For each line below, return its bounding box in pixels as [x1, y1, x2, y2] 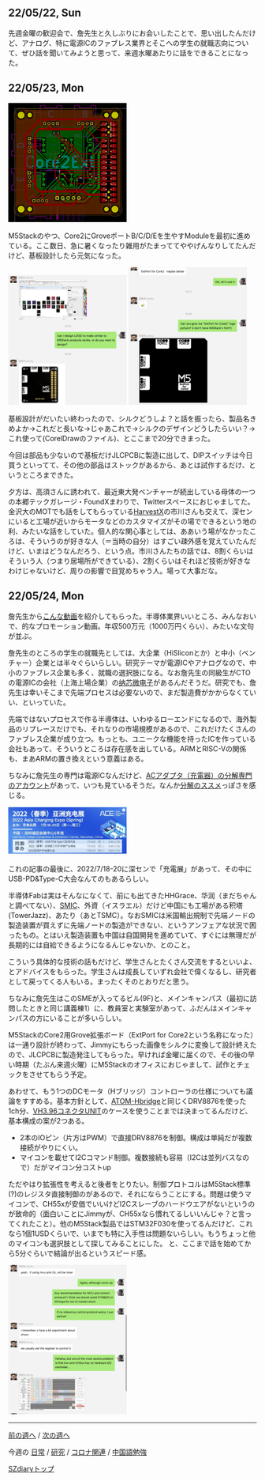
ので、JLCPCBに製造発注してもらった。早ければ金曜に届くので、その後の [8, 1050, 248, 1060]
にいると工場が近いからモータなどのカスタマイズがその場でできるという [8, 516, 243, 526]
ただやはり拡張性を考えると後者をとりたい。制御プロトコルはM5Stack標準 [8, 1180, 251, 1189]
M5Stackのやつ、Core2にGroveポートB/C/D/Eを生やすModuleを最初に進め [8, 231, 251, 240]
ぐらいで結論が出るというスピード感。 [26, 1249, 151, 1258]
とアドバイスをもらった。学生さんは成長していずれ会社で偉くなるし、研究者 [8, 967, 257, 977]
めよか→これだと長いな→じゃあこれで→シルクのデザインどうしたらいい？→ [8, 423, 256, 433]
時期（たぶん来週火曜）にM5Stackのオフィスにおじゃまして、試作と [14, 1060, 237, 1070]
